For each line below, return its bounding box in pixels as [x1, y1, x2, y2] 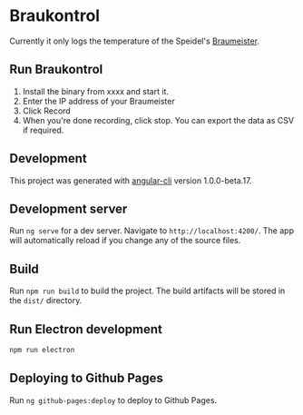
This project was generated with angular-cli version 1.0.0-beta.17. [9, 174, 252, 186]
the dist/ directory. [9, 295, 83, 306]
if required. [22, 124, 64, 135]
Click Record [22, 105, 71, 116]
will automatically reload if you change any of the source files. [9, 235, 241, 246]
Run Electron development [9, 321, 163, 337]
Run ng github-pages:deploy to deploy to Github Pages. [9, 394, 218, 405]
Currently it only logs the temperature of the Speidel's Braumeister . [9, 35, 260, 46]
